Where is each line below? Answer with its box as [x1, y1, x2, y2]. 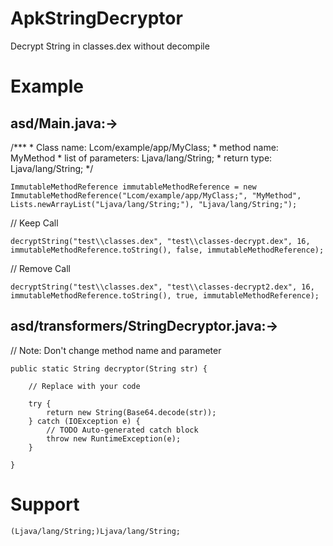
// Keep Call [10, 217, 59, 229]
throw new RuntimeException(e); [46, 433, 182, 444]
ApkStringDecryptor [10, 7, 183, 30]
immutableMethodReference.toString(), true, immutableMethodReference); [10, 290, 320, 301]
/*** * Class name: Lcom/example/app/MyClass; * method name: [10, 141, 279, 153]
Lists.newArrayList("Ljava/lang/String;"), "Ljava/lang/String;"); [10, 199, 298, 209]
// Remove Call [10, 262, 71, 274]
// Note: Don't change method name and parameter [10, 344, 222, 356]
